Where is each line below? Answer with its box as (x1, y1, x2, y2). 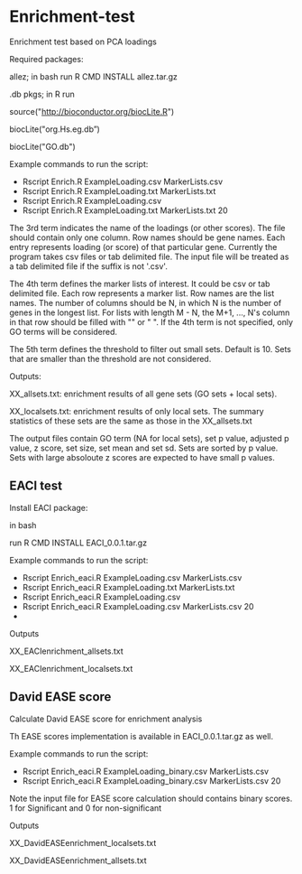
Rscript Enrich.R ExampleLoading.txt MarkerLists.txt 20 (22, 205, 228, 216)
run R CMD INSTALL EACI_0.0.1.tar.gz (9, 537, 147, 548)
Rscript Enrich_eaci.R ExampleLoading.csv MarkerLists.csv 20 (22, 600, 254, 611)
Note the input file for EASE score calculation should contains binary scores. (9, 793, 293, 804)
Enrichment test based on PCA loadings (9, 36, 158, 47)
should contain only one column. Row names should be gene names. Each (9, 232, 286, 243)
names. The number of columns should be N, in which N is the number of (9, 297, 282, 308)
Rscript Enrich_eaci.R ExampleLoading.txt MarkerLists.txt (22, 581, 235, 592)
